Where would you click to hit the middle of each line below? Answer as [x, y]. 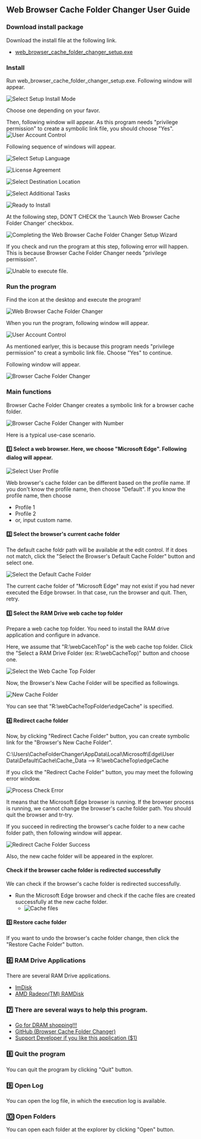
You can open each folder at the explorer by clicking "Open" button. [91, 1129]
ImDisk [23, 988]
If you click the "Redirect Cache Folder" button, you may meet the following [100, 772]
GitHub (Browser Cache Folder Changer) [65, 1032]
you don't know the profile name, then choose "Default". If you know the [96, 489]
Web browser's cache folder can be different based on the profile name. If [98, 482]
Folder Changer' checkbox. [40, 223]
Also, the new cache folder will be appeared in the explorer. [80, 856]
